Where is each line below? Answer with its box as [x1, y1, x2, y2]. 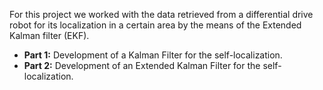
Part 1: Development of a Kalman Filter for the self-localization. [23, 49, 283, 61]
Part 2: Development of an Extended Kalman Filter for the [23, 60, 261, 71]
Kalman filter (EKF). [9, 30, 90, 41]
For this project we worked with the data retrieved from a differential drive [9, 9, 314, 20]
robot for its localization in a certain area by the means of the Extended [9, 19, 302, 31]
